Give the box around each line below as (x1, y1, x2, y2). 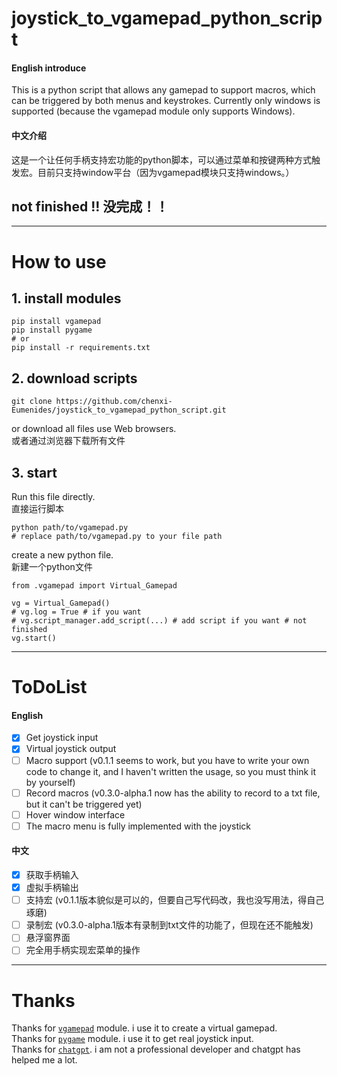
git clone (11, 397, 53, 407)
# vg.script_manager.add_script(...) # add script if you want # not (11, 616, 308, 626)
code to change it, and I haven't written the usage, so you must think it (25, 765, 317, 777)
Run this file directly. (11, 491, 96, 503)
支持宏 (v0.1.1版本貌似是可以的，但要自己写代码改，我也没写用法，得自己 (25, 894, 325, 906)
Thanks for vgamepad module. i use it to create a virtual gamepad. (11, 1022, 278, 1034)
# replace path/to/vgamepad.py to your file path (11, 532, 223, 542)
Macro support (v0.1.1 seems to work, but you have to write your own (25, 754, 310, 766)
